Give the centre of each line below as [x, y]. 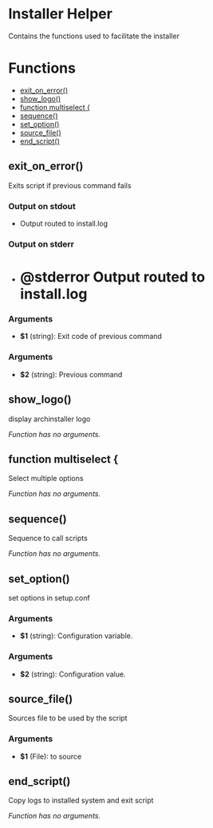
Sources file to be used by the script [68, 718]
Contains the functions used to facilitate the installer [94, 36]
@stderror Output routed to [112, 277]
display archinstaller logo [49, 419]
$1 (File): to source [51, 756]
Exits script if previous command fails [70, 185]
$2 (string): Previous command [71, 374]
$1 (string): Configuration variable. [76, 636]
